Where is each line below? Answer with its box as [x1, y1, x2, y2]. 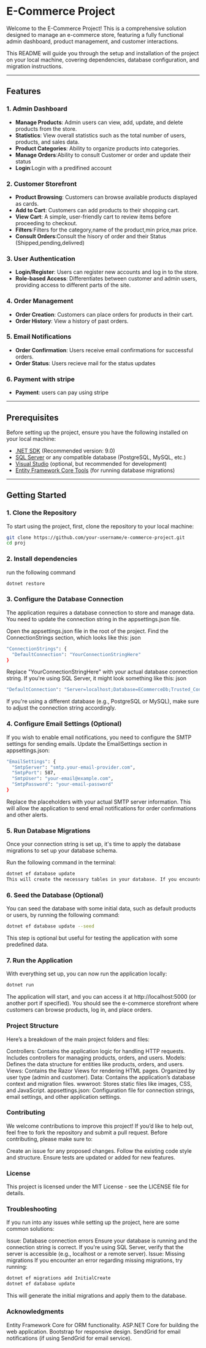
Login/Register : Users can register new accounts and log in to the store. [15, 268, 199, 276]
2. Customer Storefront [6, 179, 77, 188]
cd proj [6, 540, 26, 546]
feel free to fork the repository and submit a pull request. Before [6, 1128, 168, 1136]
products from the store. [15, 125, 77, 133]
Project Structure [6, 1021, 59, 1030]
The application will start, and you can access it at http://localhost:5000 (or [6, 993, 196, 1001]
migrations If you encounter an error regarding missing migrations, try [6, 1257, 183, 1264]
